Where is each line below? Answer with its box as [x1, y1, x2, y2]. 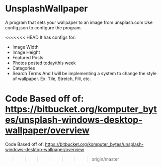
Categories [12, 65, 35, 71]
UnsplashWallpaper [5, 3, 88, 14]
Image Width [12, 44, 39, 50]
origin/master [91, 156, 119, 162]
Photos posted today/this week [12, 60, 76, 66]
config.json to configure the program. [5, 24, 82, 30]
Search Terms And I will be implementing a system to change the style [12, 70, 157, 76]
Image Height [12, 49, 40, 55]
